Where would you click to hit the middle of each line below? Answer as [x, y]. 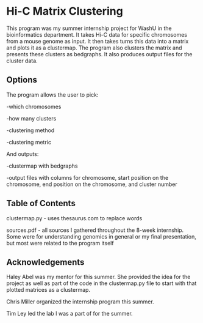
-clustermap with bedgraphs [42, 166]
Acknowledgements [45, 262]
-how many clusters [31, 118]
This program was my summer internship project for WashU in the [89, 28]
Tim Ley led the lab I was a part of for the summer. [69, 314]
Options [22, 80]
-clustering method [30, 130]
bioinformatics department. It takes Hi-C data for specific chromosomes [97, 34]
